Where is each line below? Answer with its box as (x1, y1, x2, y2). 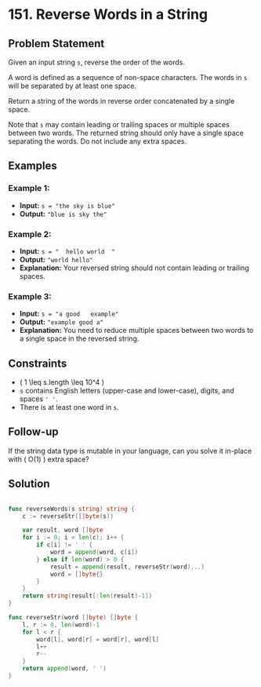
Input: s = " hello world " (19, 246, 116, 256)
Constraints (8, 356, 67, 370)
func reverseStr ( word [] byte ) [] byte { (8, 614, 139, 622)
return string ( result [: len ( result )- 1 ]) (22, 592, 153, 600)
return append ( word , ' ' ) (22, 665, 107, 673)
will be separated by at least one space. (8, 81, 137, 90)
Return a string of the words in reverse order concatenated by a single (8, 97, 235, 105)
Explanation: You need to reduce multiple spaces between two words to (19, 326, 254, 335)
